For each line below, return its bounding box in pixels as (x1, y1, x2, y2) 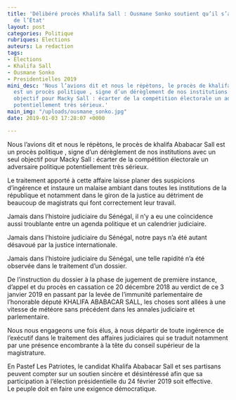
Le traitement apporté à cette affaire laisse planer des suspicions (7, 176, 195, 185)
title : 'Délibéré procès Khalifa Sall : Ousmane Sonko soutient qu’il (7, 10, 218, 18)
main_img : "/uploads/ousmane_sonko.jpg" (7, 108, 128, 115)
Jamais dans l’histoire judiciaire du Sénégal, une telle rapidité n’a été (7, 254, 205, 262)
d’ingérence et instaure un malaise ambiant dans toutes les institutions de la (7, 183, 227, 192)
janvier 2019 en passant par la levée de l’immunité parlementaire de (7, 290, 203, 298)
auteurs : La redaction (7, 43, 74, 50)
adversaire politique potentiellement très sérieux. (7, 162, 149, 171)
